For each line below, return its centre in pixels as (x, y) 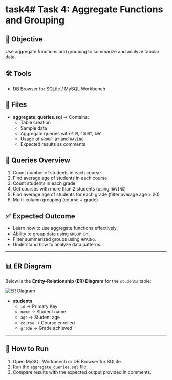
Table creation (36, 122)
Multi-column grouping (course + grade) (55, 200)
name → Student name (43, 312)
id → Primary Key (39, 306)
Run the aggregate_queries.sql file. (50, 367)
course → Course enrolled (48, 323)
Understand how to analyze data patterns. (57, 245)
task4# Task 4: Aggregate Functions (84, 9)
